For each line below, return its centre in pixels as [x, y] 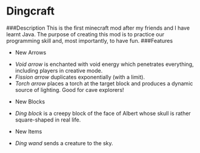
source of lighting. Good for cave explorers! [69, 90]
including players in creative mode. [59, 70]
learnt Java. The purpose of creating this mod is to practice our [85, 34]
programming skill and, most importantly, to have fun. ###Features [90, 41]
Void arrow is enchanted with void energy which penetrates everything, [104, 64]
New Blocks [30, 102]
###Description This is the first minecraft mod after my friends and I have [98, 28]
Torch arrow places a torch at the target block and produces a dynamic [104, 83]
